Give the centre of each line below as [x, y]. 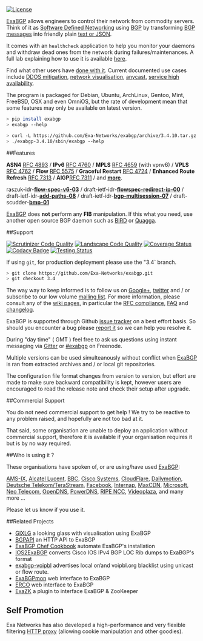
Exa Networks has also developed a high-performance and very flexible [96, 625]
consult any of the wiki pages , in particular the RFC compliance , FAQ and [97, 303]
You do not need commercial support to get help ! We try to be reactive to [98, 412]
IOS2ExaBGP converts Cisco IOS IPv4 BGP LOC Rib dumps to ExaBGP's [105, 552]
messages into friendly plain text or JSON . [59, 34]
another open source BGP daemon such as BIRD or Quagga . [81, 220]
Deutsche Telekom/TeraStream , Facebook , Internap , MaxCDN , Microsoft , [98, 485]
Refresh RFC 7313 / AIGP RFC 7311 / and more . [64, 177]
